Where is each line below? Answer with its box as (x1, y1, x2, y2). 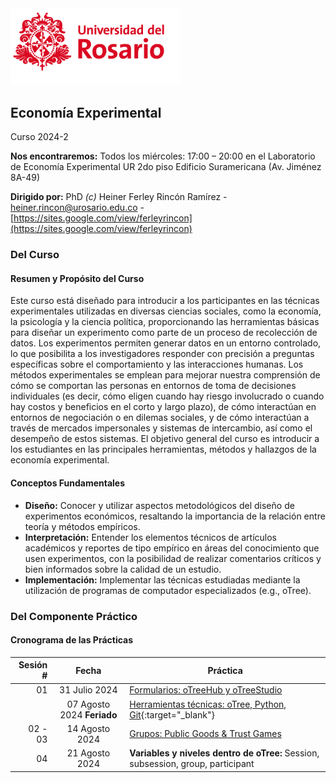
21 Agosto (66, 747, 111, 759)
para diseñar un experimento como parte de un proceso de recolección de (10, 327, 318, 339)
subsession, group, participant (129, 758, 255, 770)
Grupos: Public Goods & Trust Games (129, 728, 282, 740)
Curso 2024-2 (10, 131, 69, 143)
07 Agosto (66, 698, 111, 710)
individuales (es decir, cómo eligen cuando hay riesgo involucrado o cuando (10, 390, 325, 402)
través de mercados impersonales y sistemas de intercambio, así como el (10, 422, 313, 434)
